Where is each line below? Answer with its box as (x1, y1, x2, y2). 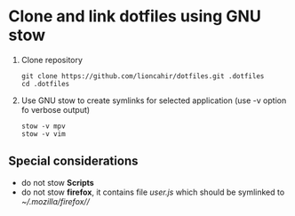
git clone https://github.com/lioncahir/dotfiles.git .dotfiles (20, 71, 265, 81)
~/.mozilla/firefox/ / (20, 196, 90, 206)
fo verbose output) (20, 104, 91, 115)
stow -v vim (20, 129, 66, 139)
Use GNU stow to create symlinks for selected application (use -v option (20, 95, 287, 106)
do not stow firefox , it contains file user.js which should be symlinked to (20, 187, 285, 197)
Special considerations (8, 154, 139, 169)
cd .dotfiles (20, 79, 70, 88)
